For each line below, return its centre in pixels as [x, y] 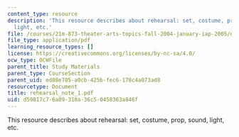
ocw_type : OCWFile [34, 60]
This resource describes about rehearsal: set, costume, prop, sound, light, [116, 120]
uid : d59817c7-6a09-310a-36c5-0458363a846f [73, 100]
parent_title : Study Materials [54, 67]
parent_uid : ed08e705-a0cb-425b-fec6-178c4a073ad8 [84, 80]
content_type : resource [43, 14]
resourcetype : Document [43, 87]
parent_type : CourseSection [49, 73]
